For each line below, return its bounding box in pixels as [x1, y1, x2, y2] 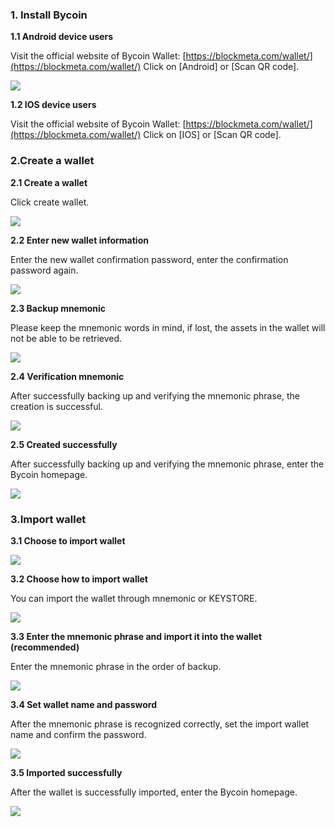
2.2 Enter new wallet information [10, 234, 149, 246]
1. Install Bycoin [10, 8, 88, 22]
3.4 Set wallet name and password [10, 698, 158, 710]
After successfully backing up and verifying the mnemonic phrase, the [10, 389, 300, 402]
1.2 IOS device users [10, 99, 97, 111]
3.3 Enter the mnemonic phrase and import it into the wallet [10, 630, 263, 642]
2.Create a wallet [10, 154, 95, 168]
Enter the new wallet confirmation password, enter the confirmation [10, 253, 289, 265]
